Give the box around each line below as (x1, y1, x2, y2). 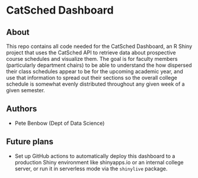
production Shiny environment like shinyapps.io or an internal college (14, 158, 184, 166)
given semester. (6, 87, 46, 93)
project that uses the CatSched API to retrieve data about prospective (6, 49, 176, 56)
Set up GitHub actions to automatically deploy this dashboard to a (14, 152, 175, 160)
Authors (6, 104, 37, 114)
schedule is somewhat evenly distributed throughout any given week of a (6, 80, 185, 88)
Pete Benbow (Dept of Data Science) (14, 119, 105, 127)
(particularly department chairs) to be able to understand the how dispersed (6, 62, 192, 69)
